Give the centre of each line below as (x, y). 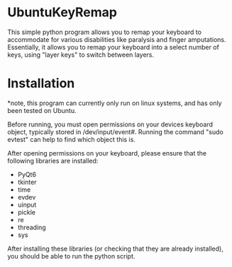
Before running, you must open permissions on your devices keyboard (110, 124)
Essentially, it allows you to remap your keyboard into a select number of (114, 47)
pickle (26, 212)
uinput (27, 205)
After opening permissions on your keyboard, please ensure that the (107, 153)
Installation (41, 83)
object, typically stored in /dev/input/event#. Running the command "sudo (115, 131)
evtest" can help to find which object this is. (72, 139)
